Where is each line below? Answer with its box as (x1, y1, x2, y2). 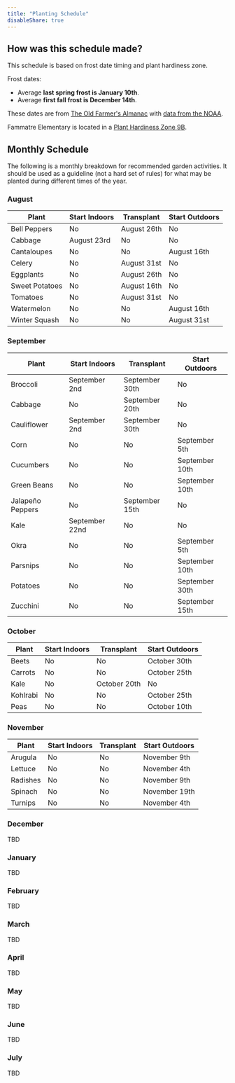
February (7, 885, 40, 895)
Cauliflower (10, 420, 49, 429)
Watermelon (10, 304, 51, 314)
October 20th (97, 679, 141, 689)
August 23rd (69, 235, 111, 245)
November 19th (143, 787, 195, 796)
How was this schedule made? (7, 43, 143, 55)
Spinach (10, 787, 38, 796)
